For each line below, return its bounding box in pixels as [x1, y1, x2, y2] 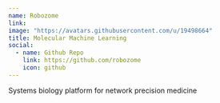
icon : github [22, 64, 66, 72]
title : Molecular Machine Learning [8, 34, 127, 42]
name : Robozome [8, 11, 59, 20]
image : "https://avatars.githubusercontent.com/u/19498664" [8, 26, 214, 34]
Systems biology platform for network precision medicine [8, 85, 198, 95]
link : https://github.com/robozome [22, 57, 142, 65]
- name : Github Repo [15, 49, 84, 57]
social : [8, 42, 34, 50]
